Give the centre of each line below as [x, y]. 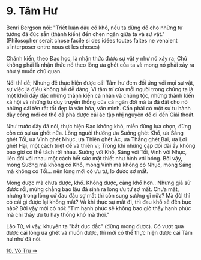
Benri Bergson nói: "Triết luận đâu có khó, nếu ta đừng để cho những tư [94, 28]
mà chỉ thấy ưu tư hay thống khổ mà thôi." [58, 214]
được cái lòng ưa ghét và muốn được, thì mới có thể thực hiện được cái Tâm [100, 232]
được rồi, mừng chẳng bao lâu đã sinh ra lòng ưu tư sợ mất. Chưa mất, [93, 189]
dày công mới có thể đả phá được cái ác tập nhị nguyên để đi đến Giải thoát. [100, 115]
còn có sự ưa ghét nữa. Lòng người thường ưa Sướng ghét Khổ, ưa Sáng [95, 133]
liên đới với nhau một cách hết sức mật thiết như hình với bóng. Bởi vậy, [94, 158]
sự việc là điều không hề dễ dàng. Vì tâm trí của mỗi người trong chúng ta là [100, 89]
